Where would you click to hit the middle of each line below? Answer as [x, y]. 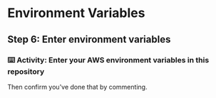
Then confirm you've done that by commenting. [77, 87]
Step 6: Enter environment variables [89, 39]
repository [26, 71]
